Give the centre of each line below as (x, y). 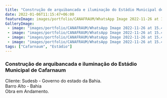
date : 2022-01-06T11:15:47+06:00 (40, 14)
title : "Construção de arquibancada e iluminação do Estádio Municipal (81, 10)
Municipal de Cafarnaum (36, 70)
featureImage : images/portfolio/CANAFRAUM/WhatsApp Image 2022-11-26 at (82, 19)
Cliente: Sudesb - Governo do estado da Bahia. (53, 81)
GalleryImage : (20, 24)
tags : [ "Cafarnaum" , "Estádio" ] (39, 47)
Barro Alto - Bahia (23, 86)
